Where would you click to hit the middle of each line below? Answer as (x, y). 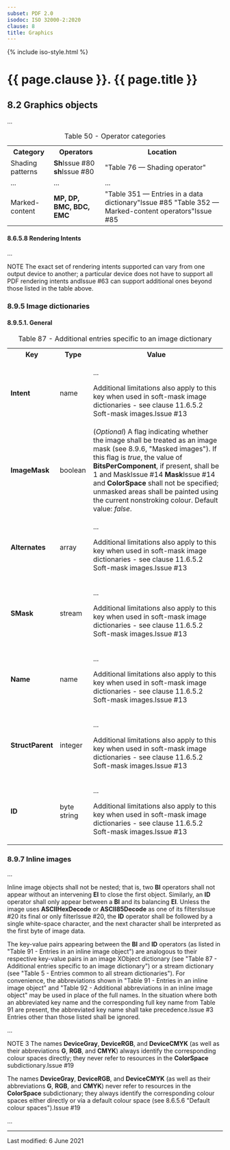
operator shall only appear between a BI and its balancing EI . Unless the (108, 901)
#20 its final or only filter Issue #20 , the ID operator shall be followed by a (110, 916)
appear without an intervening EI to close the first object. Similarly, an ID (109, 894)
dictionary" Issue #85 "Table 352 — (162, 203)
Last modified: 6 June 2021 (46, 1140)
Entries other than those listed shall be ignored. (74, 1017)
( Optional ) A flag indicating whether (151, 431)
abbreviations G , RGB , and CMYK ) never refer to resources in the (99, 1086)
